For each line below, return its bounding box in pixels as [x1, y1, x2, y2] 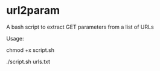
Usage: [6, 35, 24, 42]
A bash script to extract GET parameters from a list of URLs [6, 23, 154, 30]
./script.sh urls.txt [6, 58, 50, 65]
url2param [6, 4, 60, 17]
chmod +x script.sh [6, 46, 55, 54]
